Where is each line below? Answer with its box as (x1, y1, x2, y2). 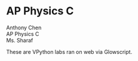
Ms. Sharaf (6, 36, 33, 44)
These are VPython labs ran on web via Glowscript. (6, 48, 133, 55)
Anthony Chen (6, 24, 42, 31)
